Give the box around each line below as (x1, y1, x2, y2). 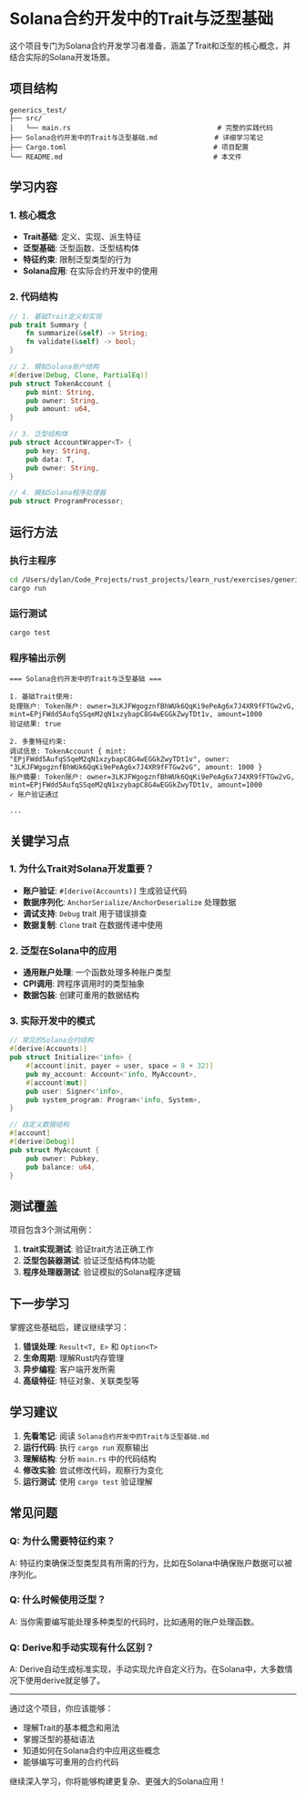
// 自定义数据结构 (9, 1120, 70, 1130)
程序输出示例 (9, 651, 66, 664)
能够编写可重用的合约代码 (22, 1757, 119, 1768)
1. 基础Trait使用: (9, 692, 74, 702)
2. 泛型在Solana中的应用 (9, 944, 117, 957)
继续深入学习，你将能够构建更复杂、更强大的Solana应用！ (9, 1776, 227, 1787)
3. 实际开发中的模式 (9, 1015, 96, 1027)
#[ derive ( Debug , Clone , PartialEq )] (9, 370, 148, 379)
